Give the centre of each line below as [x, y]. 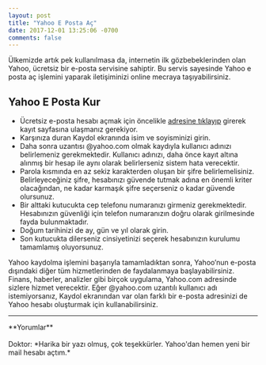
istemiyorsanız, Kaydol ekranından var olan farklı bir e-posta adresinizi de [128, 296]
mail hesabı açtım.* [40, 352]
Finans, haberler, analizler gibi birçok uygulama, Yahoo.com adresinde [123, 279]
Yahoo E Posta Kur [54, 102]
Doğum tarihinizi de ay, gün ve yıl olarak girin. [94, 230]
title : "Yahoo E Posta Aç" [53, 23]
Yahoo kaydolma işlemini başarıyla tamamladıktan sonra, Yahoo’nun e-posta [132, 263]
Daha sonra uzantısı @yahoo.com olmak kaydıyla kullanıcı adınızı [125, 146]
